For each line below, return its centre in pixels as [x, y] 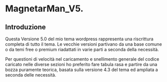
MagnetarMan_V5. [44, 9]
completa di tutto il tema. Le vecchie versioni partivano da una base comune [83, 44]
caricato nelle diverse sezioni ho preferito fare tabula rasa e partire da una [81, 64]
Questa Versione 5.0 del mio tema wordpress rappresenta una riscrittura [79, 39]
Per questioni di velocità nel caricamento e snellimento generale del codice [82, 59]
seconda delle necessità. [31, 75]
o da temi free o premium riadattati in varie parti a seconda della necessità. [82, 49]
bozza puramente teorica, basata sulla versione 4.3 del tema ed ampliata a [82, 70]
